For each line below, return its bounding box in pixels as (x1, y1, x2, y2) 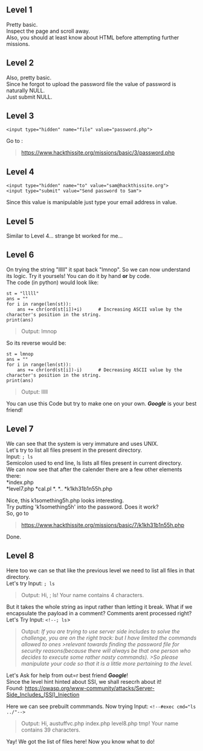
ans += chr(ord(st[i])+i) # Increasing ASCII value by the (17, 306, 182, 313)
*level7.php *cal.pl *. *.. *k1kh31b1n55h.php (6, 485, 113, 492)
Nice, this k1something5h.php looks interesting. (6, 497, 124, 504)
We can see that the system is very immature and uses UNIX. (6, 440, 159, 447)
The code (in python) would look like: (6, 279, 99, 286)
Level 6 (6, 250, 34, 260)
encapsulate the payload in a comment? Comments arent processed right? (6, 609, 192, 617)
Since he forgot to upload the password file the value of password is (6, 80, 176, 87)
